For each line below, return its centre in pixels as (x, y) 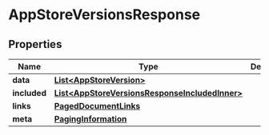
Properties (35, 44)
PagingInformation (90, 119)
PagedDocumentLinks (97, 106)
